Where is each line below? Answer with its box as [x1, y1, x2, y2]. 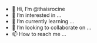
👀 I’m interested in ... [11, 12, 62, 19]
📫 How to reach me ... [11, 31, 66, 37]
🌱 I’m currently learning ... [11, 18, 75, 24]
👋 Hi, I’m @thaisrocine [11, 6, 66, 12]
